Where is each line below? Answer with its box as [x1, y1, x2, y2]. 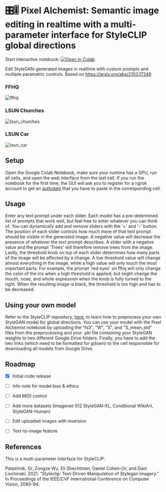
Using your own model [5, 301, 76, 309]
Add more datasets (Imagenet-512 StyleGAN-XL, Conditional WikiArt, [12, 403, 154, 409]
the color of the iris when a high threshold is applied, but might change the [5, 271, 158, 276]
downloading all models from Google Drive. [5, 346, 94, 352]
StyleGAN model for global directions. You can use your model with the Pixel [5, 319, 162, 326]
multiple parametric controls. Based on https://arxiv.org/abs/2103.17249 [5, 71, 152, 77]
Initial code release [12, 373, 51, 379]
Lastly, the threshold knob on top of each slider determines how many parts [5, 250, 160, 256]
